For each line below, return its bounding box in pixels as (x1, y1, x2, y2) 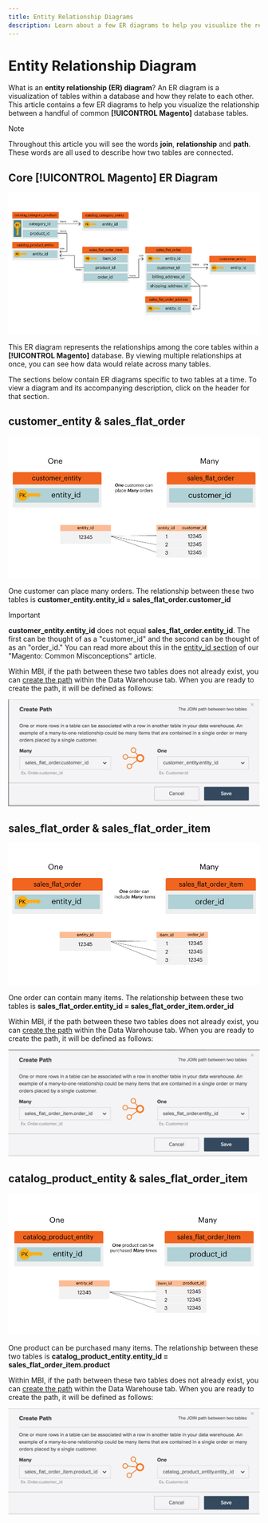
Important (8, 610, 41, 619)
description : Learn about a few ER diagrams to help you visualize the (8, 21, 251, 30)
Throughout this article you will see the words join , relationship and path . (8, 140, 251, 149)
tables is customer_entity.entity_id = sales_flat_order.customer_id (8, 595, 231, 604)
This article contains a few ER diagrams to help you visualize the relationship (8, 100, 260, 109)
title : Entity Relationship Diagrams (8, 13, 134, 21)
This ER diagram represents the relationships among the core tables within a (8, 342, 259, 351)
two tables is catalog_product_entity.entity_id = (8, 1351, 169, 1361)
